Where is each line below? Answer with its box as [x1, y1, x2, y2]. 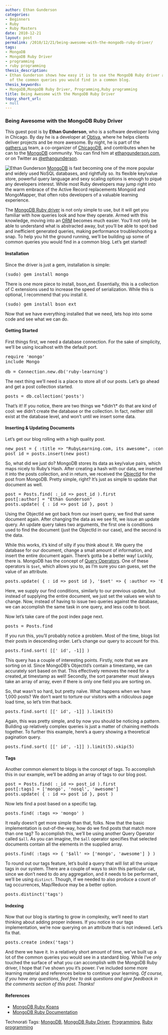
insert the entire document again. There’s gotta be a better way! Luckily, [5, 553, 153, 559]
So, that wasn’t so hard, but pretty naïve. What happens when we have [5, 688, 151, 694]
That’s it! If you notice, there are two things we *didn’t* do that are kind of [5, 402, 157, 408]
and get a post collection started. [5, 383, 73, 389]
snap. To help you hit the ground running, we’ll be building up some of [5, 234, 149, 240]
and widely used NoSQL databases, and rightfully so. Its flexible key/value [5, 170, 158, 176]
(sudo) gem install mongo [5, 271, 69, 277]
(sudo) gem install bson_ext [5, 301, 76, 307]
